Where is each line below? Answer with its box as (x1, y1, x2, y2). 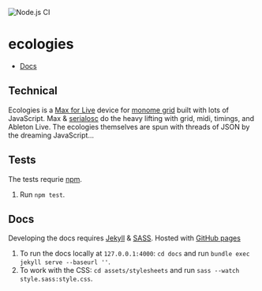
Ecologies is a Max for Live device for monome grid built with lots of (8, 105, 229, 115)
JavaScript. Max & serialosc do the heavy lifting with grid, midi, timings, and (8, 113, 255, 123)
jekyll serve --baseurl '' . (19, 257, 110, 266)
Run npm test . (19, 190, 65, 199)
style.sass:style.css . (19, 274, 93, 284)
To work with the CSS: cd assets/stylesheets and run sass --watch (19, 266, 240, 275)
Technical (8, 84, 58, 98)
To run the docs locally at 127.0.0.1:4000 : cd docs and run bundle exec (19, 249, 250, 259)
